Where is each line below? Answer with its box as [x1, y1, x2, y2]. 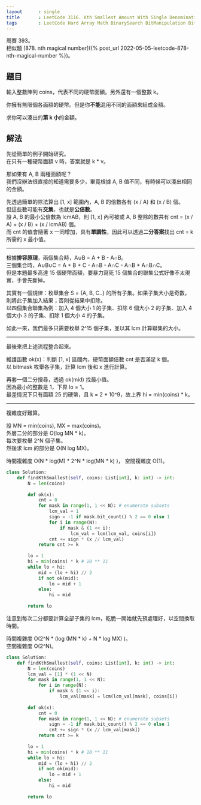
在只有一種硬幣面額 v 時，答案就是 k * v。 [6, 158, 109, 165]
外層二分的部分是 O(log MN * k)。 [6, 429, 89, 437]
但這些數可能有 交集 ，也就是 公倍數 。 [6, 206, 96, 213]
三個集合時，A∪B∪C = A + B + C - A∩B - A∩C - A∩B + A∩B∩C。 [6, 262, 166, 269]
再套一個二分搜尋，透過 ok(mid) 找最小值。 [6, 376, 112, 383]
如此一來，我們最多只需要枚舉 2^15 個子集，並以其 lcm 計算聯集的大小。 [6, 325, 184, 332]
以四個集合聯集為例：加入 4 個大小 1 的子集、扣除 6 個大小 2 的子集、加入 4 [6, 304, 193, 311]
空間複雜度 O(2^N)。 [6, 642, 57, 650]
